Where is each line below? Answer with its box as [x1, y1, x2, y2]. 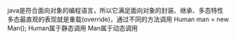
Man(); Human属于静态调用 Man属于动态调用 [7, 24, 138, 32]
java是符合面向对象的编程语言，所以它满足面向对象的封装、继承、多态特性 [7, 6, 224, 14]
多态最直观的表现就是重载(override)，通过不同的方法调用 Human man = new [7, 15, 230, 23]
